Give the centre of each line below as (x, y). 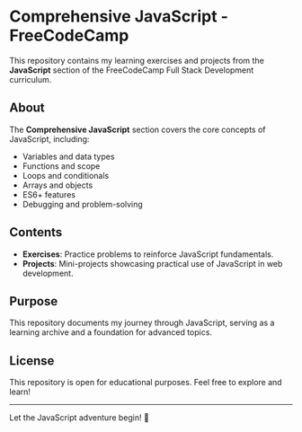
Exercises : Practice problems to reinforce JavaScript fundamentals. (148, 254)
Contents (36, 232)
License (32, 361)
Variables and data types (68, 156)
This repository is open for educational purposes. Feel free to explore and (146, 383)
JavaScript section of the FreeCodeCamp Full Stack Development (132, 70)
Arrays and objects (58, 185)
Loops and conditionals (66, 175)
